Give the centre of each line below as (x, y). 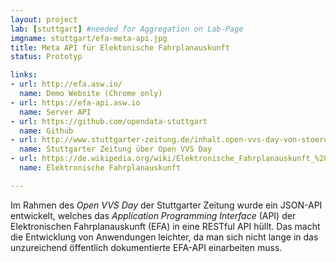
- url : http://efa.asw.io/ (66, 84)
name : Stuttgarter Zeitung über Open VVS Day (116, 149)
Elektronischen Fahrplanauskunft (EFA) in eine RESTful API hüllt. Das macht (165, 226)
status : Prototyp (46, 57)
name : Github (46, 131)
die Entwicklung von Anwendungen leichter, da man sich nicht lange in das (164, 237)
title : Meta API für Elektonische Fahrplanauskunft (120, 47)
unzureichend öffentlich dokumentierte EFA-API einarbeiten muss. (146, 247)
